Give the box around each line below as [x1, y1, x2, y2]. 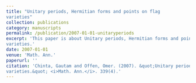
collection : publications [6, 19, 69, 25]
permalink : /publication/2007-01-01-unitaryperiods [6, 30, 134, 36]
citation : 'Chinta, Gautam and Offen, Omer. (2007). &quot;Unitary [6, 63, 174, 69]
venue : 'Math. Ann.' [6, 52, 57, 58]
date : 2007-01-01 [6, 47, 48, 53]
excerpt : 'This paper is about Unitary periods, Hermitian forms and [6, 36, 179, 41]
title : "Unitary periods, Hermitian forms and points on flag [6, 8, 160, 15]
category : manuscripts [6, 25, 61, 31]
